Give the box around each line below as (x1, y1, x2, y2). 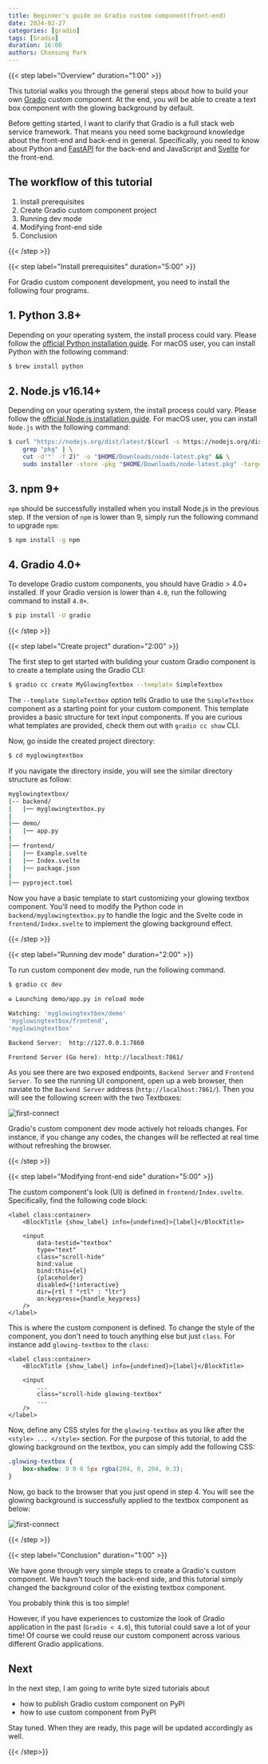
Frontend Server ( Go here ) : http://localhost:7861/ (8, 1053, 183, 1062)
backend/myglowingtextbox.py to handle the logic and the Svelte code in (8, 911, 243, 920)
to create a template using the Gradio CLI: (8, 666, 146, 675)
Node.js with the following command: (8, 422, 131, 432)
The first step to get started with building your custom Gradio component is (8, 657, 256, 666)
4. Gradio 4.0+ (8, 558, 82, 572)
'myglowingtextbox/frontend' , (8, 1017, 109, 1025)
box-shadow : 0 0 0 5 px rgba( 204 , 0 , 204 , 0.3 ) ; (22, 1465, 184, 1473)
